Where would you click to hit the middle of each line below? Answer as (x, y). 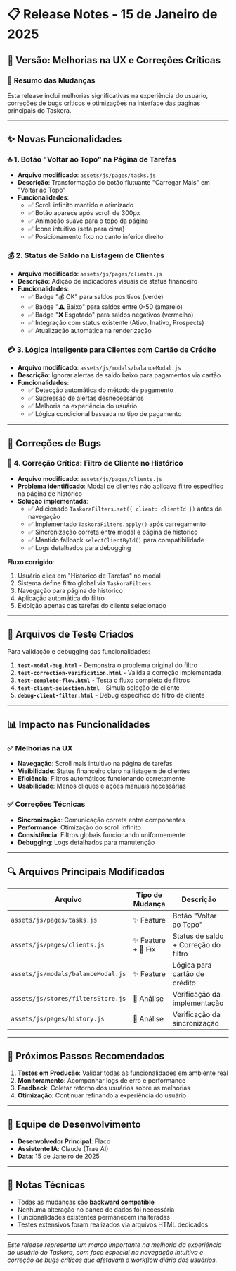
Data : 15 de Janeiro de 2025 (58, 1156)
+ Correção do (197, 945)
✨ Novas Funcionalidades (65, 139)
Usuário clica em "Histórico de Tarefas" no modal (89, 576)
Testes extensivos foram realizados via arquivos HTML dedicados (113, 1224)
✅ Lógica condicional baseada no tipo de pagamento (105, 414)
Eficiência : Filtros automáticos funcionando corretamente (101, 779)
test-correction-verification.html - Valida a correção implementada (119, 672)
